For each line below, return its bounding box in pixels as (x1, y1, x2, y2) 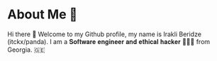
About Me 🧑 (7, 6, 78, 23)
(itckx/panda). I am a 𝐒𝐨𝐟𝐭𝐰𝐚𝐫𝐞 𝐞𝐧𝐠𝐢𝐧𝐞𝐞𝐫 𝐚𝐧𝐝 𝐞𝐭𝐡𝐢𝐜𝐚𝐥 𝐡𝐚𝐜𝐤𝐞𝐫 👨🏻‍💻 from (7, 37, 211, 45)
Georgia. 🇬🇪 (7, 45, 45, 54)
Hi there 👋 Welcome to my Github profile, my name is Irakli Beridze (7, 30, 202, 38)
